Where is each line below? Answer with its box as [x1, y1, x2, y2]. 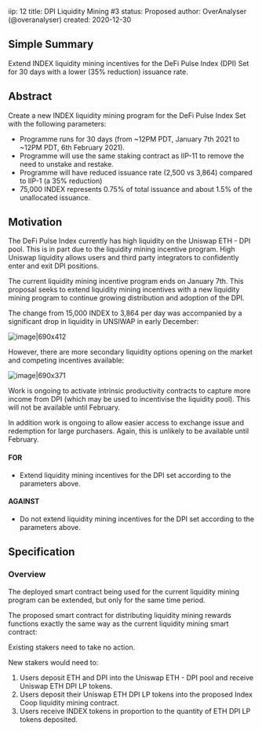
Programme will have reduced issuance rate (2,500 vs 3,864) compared [19, 167, 253, 177]
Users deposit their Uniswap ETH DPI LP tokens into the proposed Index [19, 690, 253, 699]
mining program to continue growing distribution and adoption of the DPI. [8, 293, 245, 303]
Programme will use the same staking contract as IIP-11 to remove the [19, 151, 245, 160]
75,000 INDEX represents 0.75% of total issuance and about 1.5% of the [19, 184, 253, 193]
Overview [8, 569, 46, 580]
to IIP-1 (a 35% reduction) [19, 176, 103, 186]
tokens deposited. [19, 715, 78, 724]
